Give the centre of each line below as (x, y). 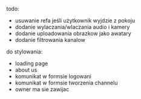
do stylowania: (25, 52)
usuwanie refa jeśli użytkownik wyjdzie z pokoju (75, 20)
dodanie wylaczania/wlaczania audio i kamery (72, 27)
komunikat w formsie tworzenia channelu (66, 83)
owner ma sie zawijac (42, 89)
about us (26, 70)
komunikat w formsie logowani (53, 76)
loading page (31, 63)
